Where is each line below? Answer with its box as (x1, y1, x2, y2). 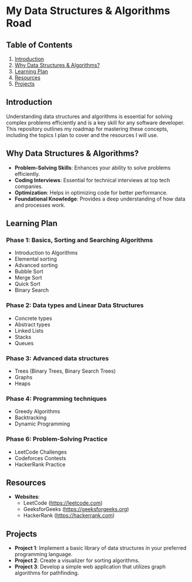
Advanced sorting (14, 262, 58, 269)
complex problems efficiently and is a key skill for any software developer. (6, 119, 185, 126)
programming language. (14, 551, 73, 558)
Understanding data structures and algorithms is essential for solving (6, 113, 173, 120)
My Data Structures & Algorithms (6, 4, 170, 18)
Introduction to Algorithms (14, 249, 78, 256)
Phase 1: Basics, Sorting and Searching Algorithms (6, 236, 153, 244)
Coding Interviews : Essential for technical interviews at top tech (14, 176, 170, 183)
